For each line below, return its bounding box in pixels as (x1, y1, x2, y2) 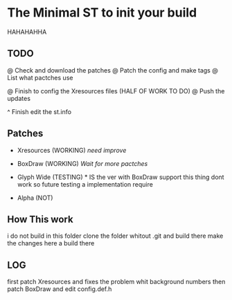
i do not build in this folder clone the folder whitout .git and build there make (7, 232, 224, 240)
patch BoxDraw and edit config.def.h (7, 285, 112, 293)
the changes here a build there (7, 239, 95, 247)
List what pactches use (7, 73, 73, 82)
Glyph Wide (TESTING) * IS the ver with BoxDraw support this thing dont (17, 173, 224, 181)
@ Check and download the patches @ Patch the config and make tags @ (7, 66, 218, 74)
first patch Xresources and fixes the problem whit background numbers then (7, 278, 226, 286)
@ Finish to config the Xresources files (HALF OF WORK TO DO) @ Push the (7, 86, 225, 95)
